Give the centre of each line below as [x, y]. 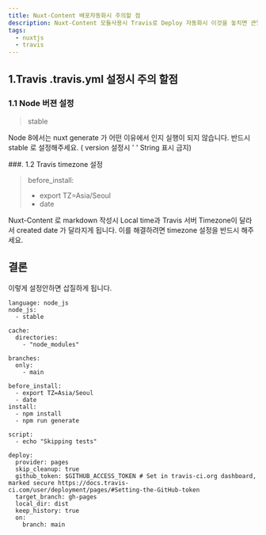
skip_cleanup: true [47, 469]
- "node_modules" [51, 344]
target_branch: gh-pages [56, 497]
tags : [17, 30]
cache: [19, 330]
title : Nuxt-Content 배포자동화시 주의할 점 [74, 15]
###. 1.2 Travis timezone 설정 [55, 164]
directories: [37, 337]
